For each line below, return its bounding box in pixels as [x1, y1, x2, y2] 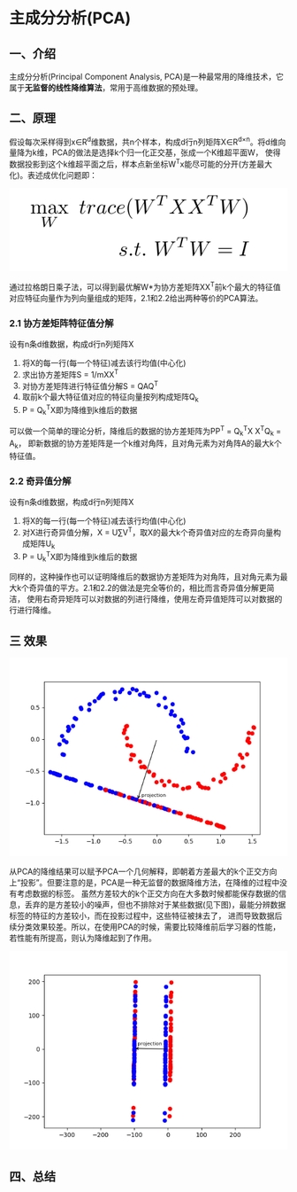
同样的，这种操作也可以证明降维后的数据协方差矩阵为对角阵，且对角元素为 [9, 572, 280, 582]
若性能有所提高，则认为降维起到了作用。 [9, 932, 156, 944]
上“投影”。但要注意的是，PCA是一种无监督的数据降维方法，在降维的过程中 [9, 877, 280, 888]
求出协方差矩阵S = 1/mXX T [21, 368, 119, 379]
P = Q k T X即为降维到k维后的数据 [21, 403, 138, 417]
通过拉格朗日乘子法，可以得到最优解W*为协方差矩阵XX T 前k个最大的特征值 [9, 280, 281, 292]
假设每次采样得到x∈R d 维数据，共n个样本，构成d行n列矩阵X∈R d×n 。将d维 [9, 135, 278, 147]
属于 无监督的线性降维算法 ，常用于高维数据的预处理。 [9, 82, 203, 93]
